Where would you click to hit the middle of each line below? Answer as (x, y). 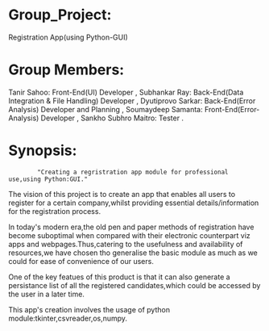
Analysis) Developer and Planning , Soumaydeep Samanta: (106, 109)
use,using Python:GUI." (48, 179)
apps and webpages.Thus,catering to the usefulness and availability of (126, 244)
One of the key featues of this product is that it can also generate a (120, 277)
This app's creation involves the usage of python (89, 309)
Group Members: (66, 70)
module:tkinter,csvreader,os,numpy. (68, 318)
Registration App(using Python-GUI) (68, 37)
